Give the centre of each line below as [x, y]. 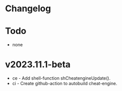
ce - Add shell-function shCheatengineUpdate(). [61, 78]
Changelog [28, 9]
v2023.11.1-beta [38, 65]
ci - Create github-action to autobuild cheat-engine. [64, 84]
